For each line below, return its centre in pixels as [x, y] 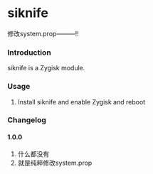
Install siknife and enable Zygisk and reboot [81, 102]
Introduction [29, 53]
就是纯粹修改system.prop [55, 163]
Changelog [27, 120]
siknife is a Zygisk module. [46, 68]
